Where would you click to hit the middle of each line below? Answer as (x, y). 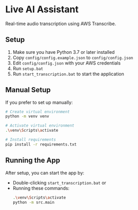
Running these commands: (41, 188)
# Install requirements (31, 140)
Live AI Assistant (42, 9)
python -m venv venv (27, 116)
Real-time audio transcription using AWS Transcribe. (61, 24)
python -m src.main (34, 202)
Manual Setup (28, 90)
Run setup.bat (28, 68)
